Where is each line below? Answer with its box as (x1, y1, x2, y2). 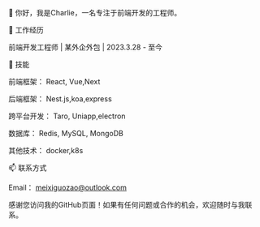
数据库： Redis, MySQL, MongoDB (8, 129, 123, 138)
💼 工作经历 (8, 25, 45, 35)
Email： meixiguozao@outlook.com (8, 182, 128, 192)
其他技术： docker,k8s (8, 146, 84, 155)
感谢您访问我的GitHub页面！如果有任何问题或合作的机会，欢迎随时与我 (8, 200, 245, 209)
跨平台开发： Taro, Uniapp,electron (8, 111, 126, 121)
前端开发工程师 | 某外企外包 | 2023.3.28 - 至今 (8, 42, 162, 52)
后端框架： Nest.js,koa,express (8, 94, 112, 104)
